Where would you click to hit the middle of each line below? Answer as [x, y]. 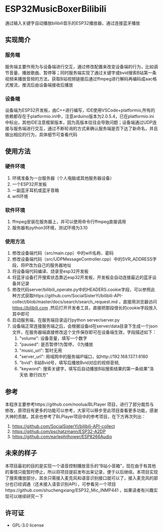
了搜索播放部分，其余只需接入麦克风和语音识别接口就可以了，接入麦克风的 [79, 478]
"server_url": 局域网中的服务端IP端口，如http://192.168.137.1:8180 [84, 357]
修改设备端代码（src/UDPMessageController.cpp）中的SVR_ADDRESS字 [84, 259]
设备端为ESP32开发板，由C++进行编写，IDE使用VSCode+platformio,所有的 [80, 110]
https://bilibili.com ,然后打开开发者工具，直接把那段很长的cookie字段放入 [85, 308]
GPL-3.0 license [28, 525]
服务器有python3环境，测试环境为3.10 [50, 228]
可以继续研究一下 [26, 496]
